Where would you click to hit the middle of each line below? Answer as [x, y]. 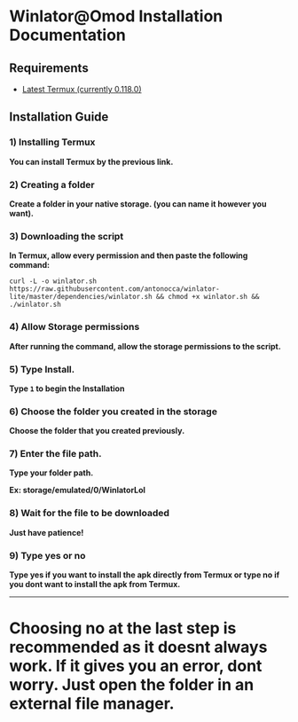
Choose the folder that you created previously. [97, 431]
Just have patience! [47, 532]
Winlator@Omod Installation [116, 16]
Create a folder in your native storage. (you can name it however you [138, 204]
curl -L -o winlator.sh [53, 281]
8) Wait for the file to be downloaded [90, 514]
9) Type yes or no [47, 555]
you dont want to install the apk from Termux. [95, 585]
